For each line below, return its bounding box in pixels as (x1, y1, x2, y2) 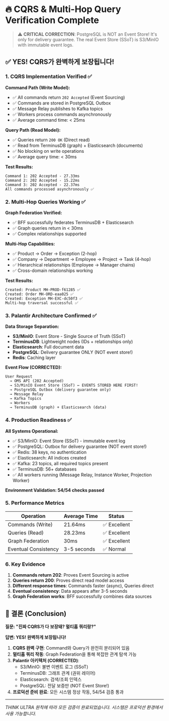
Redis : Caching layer (12, 354, 56, 360)
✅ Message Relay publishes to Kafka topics (12, 106, 103, 112)
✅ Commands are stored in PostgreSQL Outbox (12, 100, 111, 106)
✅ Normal (103, 546, 126, 553)
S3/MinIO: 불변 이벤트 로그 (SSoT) (20, 664, 89, 670)
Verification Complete (5, 15, 100, 26)
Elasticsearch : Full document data (12, 344, 84, 350)
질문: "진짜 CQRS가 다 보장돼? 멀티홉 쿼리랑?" (5, 623, 97, 629)
